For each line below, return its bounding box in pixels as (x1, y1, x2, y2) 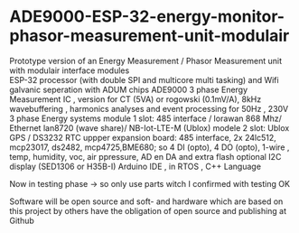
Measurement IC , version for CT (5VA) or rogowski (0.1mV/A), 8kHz (9, 93, 262, 105)
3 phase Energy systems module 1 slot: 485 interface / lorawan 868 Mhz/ (9, 113, 282, 124)
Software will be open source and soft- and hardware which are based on (9, 196, 284, 207)
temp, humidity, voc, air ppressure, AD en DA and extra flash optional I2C (9, 151, 282, 162)
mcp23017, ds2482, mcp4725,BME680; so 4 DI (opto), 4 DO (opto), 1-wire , (9, 142, 290, 153)
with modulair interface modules (9, 65, 130, 76)
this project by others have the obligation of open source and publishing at (9, 205, 287, 216)
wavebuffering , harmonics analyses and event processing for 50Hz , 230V (9, 103, 289, 114)
